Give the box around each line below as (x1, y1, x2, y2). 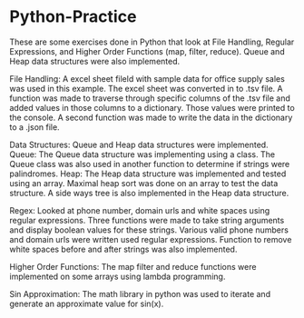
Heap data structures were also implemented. (9, 55, 181, 66)
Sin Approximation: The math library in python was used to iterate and (9, 288, 270, 299)
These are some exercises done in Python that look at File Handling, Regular (9, 36, 295, 47)
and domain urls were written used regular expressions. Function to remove (9, 234, 292, 244)
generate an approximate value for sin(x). (9, 298, 164, 309)
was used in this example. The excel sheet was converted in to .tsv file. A (9, 83, 283, 94)
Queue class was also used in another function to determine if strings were (9, 158, 290, 169)
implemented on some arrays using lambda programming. (9, 271, 226, 282)
